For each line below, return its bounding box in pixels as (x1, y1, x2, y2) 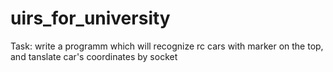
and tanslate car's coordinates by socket (10, 50, 178, 62)
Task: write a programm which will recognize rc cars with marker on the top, (10, 40, 324, 52)
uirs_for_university (10, 7, 171, 30)
